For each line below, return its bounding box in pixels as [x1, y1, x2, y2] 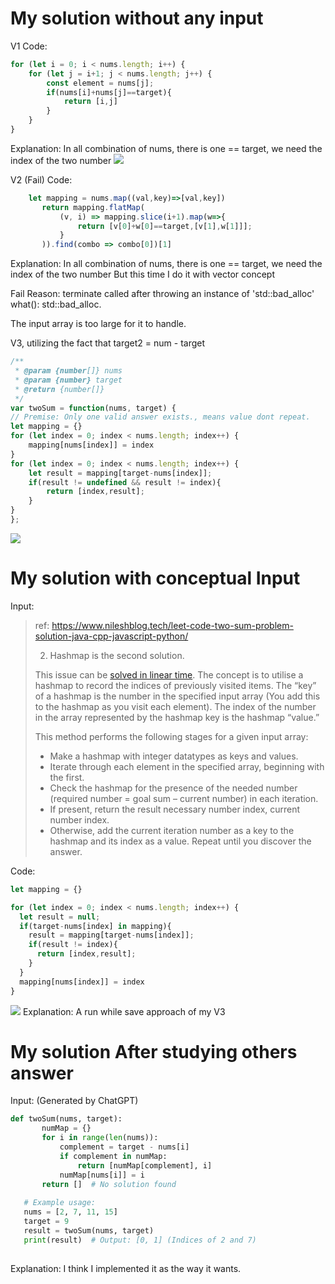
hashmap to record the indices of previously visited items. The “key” [34, 679, 317, 691]
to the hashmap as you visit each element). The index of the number [34, 700, 317, 712]
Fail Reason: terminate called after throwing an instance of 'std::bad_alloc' [10, 288, 315, 300]
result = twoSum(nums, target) [23, 1225, 155, 1236]
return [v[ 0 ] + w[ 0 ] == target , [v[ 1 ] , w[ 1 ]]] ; [77, 221, 253, 231]
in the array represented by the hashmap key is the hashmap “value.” [34, 711, 320, 723]
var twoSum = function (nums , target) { [10, 403, 177, 413]
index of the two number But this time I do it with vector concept [10, 268, 276, 281]
